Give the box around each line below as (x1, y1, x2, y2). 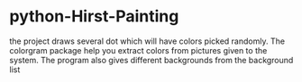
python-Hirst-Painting (9, 6, 179, 27)
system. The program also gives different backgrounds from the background (9, 54, 294, 65)
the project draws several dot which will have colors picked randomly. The (9, 36, 286, 46)
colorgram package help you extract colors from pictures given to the (9, 45, 268, 55)
